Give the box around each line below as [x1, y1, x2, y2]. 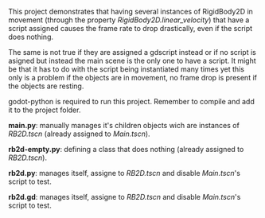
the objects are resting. [8, 81, 84, 91]
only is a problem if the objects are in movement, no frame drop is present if [8, 73, 257, 82]
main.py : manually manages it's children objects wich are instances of [8, 121, 240, 130]
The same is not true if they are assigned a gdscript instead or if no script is [8, 48, 256, 56]
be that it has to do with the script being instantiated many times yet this [8, 64, 245, 74]
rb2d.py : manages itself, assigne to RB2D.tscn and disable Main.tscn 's [8, 169, 241, 177]
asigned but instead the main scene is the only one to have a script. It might [8, 56, 256, 65]
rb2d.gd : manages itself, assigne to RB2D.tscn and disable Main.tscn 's [8, 193, 241, 201]
